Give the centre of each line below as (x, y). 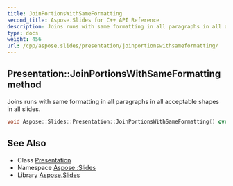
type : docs (23, 33)
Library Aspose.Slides (49, 175)
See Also (27, 143)
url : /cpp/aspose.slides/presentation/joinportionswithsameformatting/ (113, 46)
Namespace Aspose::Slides (57, 167)
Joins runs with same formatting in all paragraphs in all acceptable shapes (113, 101)
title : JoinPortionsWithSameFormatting (65, 14)
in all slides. (24, 109)
